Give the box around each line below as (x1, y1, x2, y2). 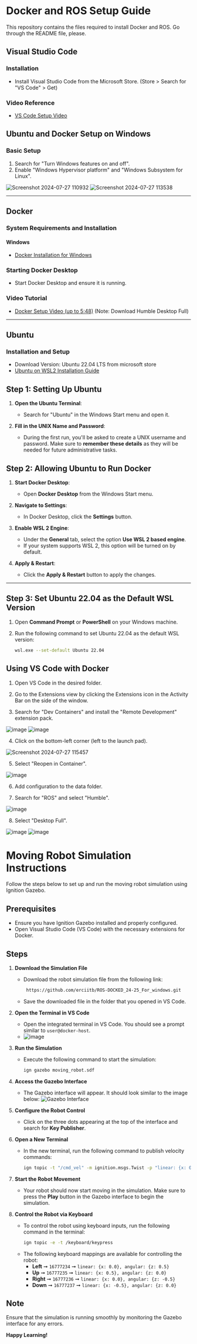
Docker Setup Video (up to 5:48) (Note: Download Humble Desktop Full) (14, 307, 189, 315)
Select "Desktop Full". (14, 817, 67, 824)
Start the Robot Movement (14, 1175, 81, 1183)
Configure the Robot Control (14, 1107, 86, 1114)
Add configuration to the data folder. (14, 783, 103, 790)
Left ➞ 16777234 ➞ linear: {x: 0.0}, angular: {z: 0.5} (32, 1262, 169, 1269)
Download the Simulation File (14, 965, 88, 972)
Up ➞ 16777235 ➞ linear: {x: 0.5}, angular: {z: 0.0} (32, 1269, 167, 1276)
